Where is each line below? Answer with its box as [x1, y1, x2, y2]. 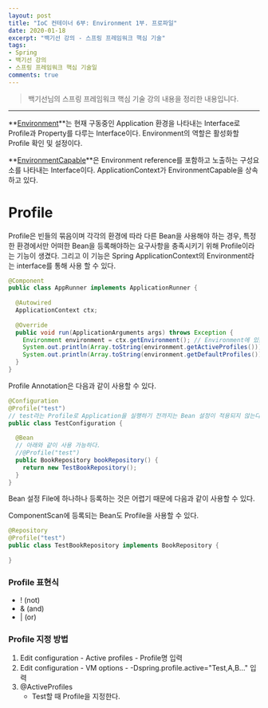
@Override [15, 321, 48, 329]
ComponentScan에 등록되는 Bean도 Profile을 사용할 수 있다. [8, 511, 199, 521]
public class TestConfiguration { [8, 419, 124, 427]
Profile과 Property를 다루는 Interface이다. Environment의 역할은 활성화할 [8, 128, 239, 138]
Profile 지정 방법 [8, 634, 69, 645]
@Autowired [15, 299, 52, 307]
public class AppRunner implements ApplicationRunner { [8, 284, 198, 292]
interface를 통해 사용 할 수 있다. [16, 261, 116, 270]
